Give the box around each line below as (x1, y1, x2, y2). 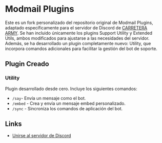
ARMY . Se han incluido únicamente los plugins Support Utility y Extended (5, 30, 153, 36)
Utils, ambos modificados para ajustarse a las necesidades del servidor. (5, 35, 150, 41)
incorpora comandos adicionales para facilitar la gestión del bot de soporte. (5, 46, 158, 51)
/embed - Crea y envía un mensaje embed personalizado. (12, 100, 126, 106)
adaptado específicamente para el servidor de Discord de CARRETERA (5, 24, 147, 30)
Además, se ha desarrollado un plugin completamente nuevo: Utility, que (5, 40, 151, 46)
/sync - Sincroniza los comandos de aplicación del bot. (12, 105, 123, 111)
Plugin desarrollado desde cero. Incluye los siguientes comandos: (5, 86, 138, 92)
